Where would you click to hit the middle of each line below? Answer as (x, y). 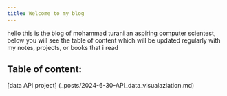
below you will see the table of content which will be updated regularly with (114, 40)
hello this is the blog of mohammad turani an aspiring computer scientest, (111, 33)
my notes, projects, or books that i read (63, 47)
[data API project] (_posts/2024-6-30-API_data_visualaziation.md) (101, 86)
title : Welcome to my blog (46, 13)
